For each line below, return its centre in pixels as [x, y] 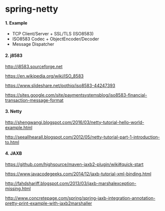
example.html [19, 127]
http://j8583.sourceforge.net [34, 66]
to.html [12, 142]
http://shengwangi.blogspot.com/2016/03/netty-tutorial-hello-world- [75, 122]
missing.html [18, 188]
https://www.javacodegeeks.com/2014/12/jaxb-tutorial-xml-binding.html [78, 174]
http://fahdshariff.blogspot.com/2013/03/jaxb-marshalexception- [71, 183]
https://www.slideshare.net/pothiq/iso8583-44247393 [60, 85]
